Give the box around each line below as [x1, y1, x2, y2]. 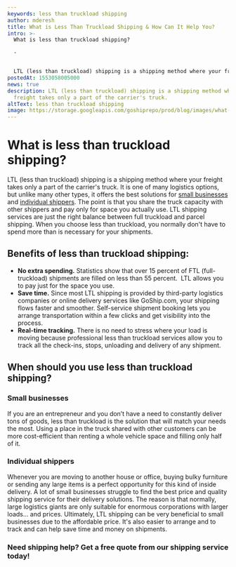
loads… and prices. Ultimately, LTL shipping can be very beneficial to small [7, 509, 223, 518]
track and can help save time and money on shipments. [7, 524, 167, 533]
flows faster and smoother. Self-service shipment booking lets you [17, 303, 211, 312]
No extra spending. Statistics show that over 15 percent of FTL [17, 266, 200, 274]
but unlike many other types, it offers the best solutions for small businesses [7, 190, 228, 199]
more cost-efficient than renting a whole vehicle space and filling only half [7, 432, 223, 440]
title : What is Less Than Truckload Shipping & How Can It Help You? [7, 23, 216, 30]
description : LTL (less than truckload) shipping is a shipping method [7, 87, 221, 95]
